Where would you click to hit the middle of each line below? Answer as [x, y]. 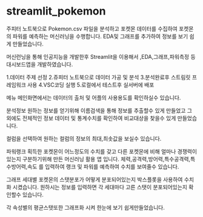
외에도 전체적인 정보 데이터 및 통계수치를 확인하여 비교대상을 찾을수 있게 [91, 118]
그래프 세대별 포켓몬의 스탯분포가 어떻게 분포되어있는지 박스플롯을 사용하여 [95, 179]
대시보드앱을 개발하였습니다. [40, 64]
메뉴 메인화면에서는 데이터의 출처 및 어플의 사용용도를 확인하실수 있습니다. [94, 98]
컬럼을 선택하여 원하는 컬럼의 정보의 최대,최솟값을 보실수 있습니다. [84, 138]
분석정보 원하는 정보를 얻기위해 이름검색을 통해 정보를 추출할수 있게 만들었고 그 [99, 110]
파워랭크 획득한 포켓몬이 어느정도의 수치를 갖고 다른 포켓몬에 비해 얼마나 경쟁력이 [102, 151]
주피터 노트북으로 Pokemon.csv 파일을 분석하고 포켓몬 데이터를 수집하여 [92, 28]
